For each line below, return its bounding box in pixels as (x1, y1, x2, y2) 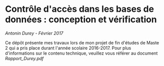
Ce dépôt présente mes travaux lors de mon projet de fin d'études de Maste (5, 39, 159, 45)
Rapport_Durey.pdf (5, 55, 44, 61)
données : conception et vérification (5, 14, 157, 25)
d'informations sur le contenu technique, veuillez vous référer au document (5, 50, 158, 56)
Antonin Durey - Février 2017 (5, 30, 64, 36)
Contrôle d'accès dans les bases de (5, 3, 154, 15)
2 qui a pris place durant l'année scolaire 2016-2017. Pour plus (5, 45, 131, 51)
